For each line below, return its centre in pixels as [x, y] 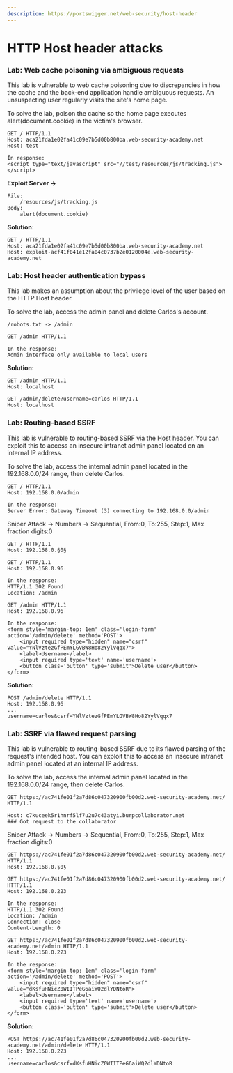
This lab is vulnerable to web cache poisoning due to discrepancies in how [114, 85]
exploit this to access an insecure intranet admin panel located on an [106, 445]
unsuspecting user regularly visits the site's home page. [88, 100]
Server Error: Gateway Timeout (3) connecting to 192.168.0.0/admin [109, 511]
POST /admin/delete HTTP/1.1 [49, 698]
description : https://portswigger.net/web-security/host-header [102, 14]
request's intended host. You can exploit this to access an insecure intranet [115, 756]
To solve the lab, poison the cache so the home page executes [97, 114]
